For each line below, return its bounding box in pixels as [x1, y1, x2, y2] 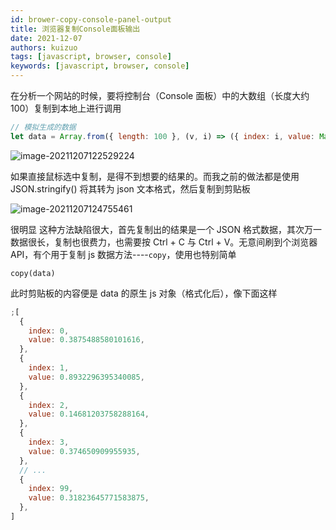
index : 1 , [28, 363, 70, 373]
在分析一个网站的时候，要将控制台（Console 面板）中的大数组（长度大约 [10, 90, 310, 101]
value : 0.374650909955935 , [28, 446, 141, 456]
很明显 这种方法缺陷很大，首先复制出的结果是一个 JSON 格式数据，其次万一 [10, 223, 323, 235]
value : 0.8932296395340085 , [28, 372, 145, 382]
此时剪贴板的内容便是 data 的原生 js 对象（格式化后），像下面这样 [10, 287, 278, 299]
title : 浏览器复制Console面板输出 [10, 24, 141, 34]
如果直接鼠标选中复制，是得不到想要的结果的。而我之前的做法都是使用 [10, 170, 300, 182]
